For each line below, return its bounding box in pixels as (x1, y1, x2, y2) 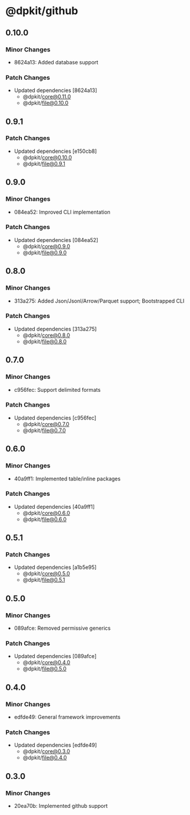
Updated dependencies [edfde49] (14, 742, 97, 749)
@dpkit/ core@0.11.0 (22, 93, 71, 100)
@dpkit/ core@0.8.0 (22, 332, 71, 339)
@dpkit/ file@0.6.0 (22, 515, 67, 523)
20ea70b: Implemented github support (14, 803, 108, 810)
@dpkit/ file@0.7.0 (22, 427, 66, 434)
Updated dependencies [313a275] (14, 325, 97, 332)
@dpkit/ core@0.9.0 (22, 243, 71, 250)
